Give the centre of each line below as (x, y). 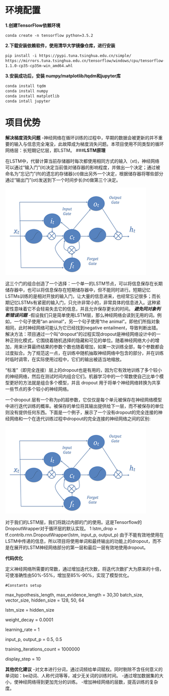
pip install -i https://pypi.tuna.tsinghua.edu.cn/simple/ (68, 56)
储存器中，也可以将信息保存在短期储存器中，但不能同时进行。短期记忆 (78, 290)
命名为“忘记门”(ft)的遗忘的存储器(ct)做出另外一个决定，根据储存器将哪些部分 (84, 173)
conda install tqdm (26, 86)
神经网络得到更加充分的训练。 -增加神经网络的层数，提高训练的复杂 (88, 682)
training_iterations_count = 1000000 (43, 649)
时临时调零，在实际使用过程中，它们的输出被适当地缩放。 (65, 359)
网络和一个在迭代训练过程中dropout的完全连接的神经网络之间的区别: (80, 418)
